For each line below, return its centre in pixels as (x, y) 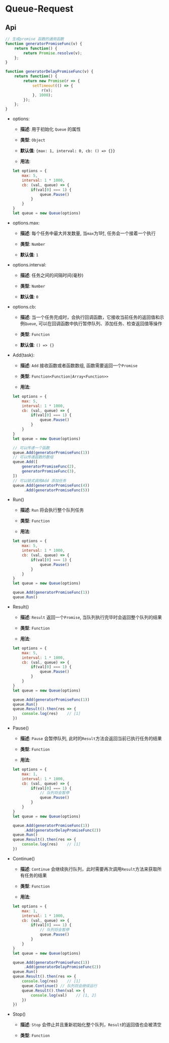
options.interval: (29, 265)
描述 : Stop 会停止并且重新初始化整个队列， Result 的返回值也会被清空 (91, 1025)
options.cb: (24, 306)
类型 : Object (33, 140)
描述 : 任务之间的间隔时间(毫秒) (52, 275)
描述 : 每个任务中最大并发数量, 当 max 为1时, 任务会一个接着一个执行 (88, 233)
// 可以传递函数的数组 (33, 457)
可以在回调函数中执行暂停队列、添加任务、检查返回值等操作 (100, 323)
